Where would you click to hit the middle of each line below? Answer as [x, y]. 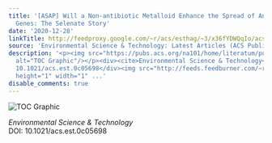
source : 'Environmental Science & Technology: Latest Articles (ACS [126, 46]
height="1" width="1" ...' [61, 76]
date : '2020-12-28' [41, 31]
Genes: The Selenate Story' [63, 23]
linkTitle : [27, 38]
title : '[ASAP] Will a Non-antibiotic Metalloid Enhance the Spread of [132, 16]
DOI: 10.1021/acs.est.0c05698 [58, 131]
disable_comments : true [49, 83]
